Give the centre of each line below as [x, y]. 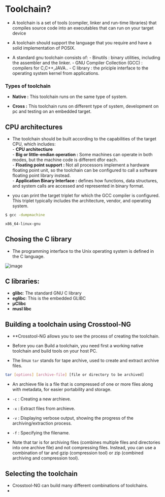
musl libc [22, 309]
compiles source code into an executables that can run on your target [83, 28]
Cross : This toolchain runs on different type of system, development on [85, 106]
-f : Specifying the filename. [41, 433]
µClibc [19, 303]
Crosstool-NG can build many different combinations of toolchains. [80, 485]
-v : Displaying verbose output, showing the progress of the [73, 418]
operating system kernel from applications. [56, 73]
